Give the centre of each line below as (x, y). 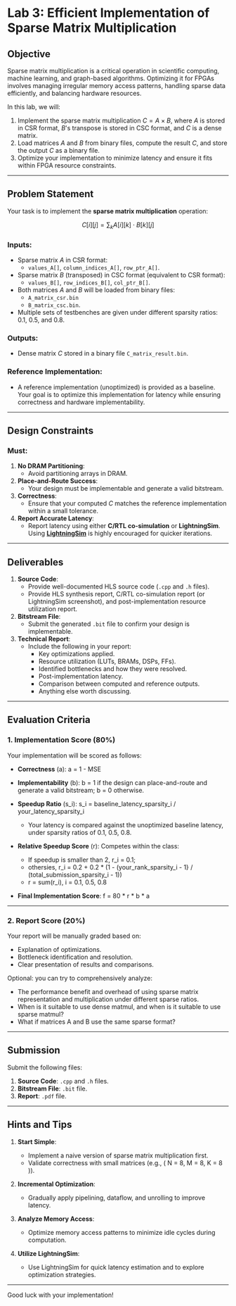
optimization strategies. (62, 1274)
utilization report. (53, 609)
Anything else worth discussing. (85, 691)
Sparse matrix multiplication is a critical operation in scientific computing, (113, 71)
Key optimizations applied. (77, 654)
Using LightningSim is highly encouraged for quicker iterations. (120, 534)
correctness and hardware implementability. (81, 402)
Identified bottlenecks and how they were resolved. (113, 669)
